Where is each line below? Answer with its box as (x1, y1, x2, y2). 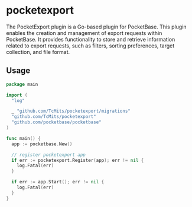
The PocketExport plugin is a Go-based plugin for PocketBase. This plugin (6, 23, 187, 30)
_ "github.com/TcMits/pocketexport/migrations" (11, 108, 131, 114)
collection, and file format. (6, 48, 70, 55)
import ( (6, 92, 28, 98)
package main (6, 81, 38, 87)
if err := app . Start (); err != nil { (11, 179, 105, 185)
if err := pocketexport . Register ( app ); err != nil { (11, 157, 144, 163)
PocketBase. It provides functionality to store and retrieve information (6, 36, 175, 43)
